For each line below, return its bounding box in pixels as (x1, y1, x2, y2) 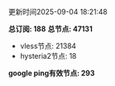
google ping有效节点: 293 (8, 68, 95, 78)
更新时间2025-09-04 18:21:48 (8, 7, 108, 16)
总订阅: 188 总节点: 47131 (8, 24, 92, 34)
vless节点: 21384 (19, 41, 76, 51)
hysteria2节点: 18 (19, 51, 77, 60)
